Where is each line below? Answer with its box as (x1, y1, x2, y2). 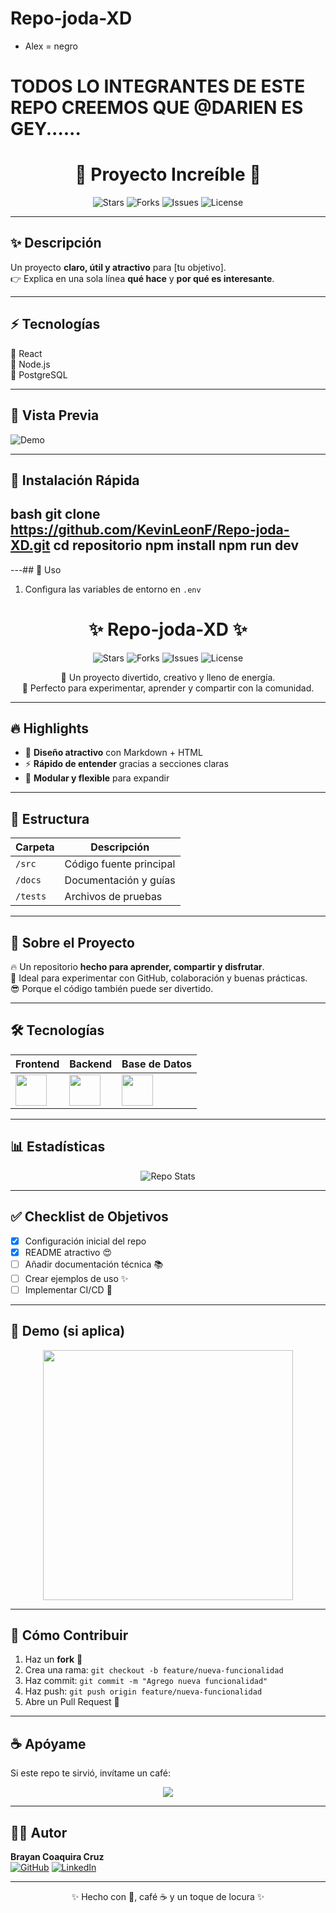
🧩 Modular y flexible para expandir (24, 772, 170, 784)
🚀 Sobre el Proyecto (10, 934, 135, 951)
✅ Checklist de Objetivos (10, 1208, 169, 1226)
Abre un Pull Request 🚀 (24, 1696, 120, 1708)
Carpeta (15, 840, 55, 854)
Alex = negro (24, 40, 78, 52)
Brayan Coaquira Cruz (10, 1851, 105, 1863)
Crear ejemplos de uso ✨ (24, 1272, 129, 1284)
